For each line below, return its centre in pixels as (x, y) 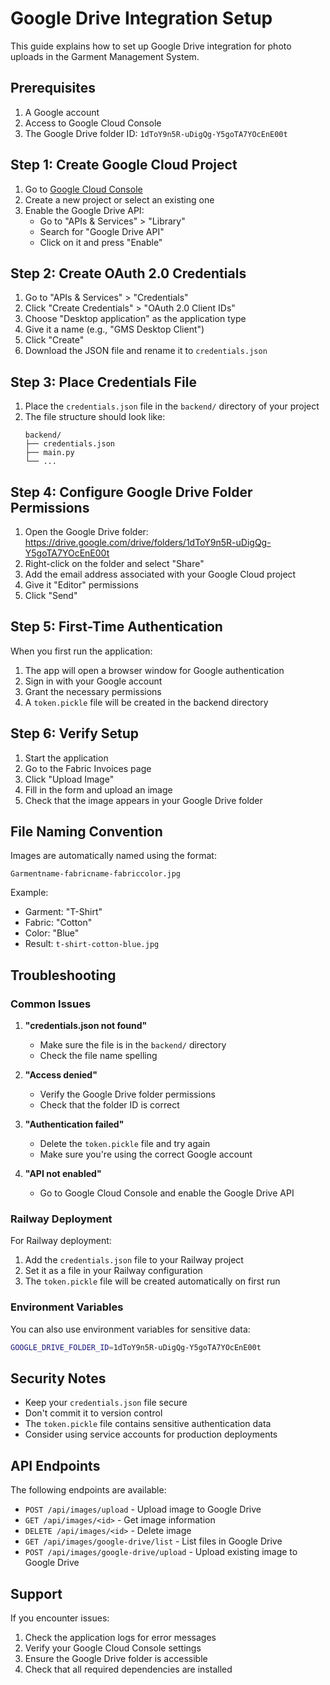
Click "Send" (51, 595)
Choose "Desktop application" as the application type (135, 319)
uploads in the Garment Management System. (105, 56)
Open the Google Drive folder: (86, 531)
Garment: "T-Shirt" (63, 912)
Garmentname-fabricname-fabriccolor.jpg (96, 874)
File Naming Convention (86, 832)
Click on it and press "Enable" (101, 242)
